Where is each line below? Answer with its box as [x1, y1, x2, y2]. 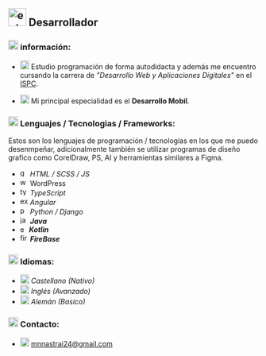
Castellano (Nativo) [30, 276, 95, 286]
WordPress [29, 178, 66, 188]
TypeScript [29, 188, 66, 197]
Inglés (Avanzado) [30, 287, 91, 296]
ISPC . [19, 79, 38, 88]
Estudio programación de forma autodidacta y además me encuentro [30, 61, 256, 72]
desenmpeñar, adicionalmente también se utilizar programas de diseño [8, 144, 241, 153]
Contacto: [19, 319, 60, 330]
